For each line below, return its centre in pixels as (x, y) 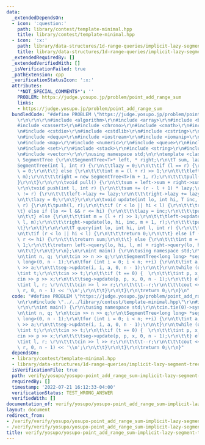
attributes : (27, 86)
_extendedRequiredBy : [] (43, 57)
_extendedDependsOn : (38, 18)
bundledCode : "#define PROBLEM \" (56, 114)
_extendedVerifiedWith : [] (46, 63)
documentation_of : (30, 404)
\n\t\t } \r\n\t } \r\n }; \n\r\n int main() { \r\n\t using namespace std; (105, 251)
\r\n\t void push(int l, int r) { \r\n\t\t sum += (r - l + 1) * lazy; (106, 188)
